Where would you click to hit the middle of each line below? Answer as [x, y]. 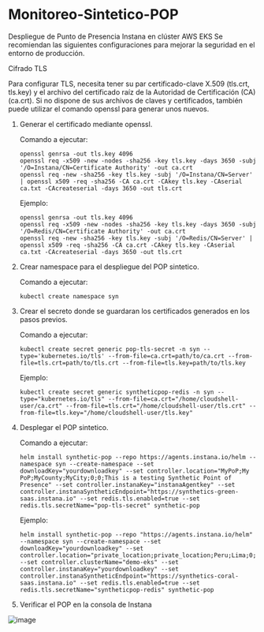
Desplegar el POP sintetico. [64, 427]
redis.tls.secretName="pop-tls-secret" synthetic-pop [110, 505]
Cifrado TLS [28, 68]
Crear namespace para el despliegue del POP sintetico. [109, 267]
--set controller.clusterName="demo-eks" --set [99, 562]
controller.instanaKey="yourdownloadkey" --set [99, 569]
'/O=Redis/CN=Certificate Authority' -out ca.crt [103, 231]
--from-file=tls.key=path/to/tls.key [184, 363]
